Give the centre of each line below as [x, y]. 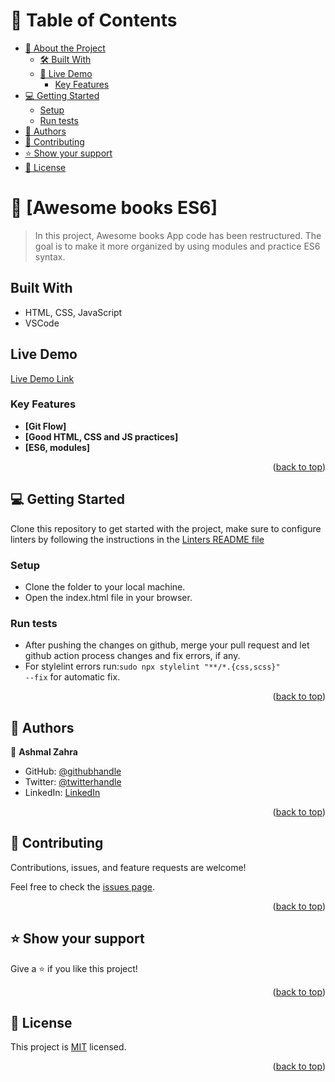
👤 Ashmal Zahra [44, 752]
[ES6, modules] [57, 447]
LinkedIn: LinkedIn [62, 793]
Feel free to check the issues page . [82, 886]
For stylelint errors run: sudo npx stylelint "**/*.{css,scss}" [152, 666]
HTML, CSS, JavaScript [73, 312]
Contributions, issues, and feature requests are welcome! [128, 867]
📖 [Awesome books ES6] [114, 208]
